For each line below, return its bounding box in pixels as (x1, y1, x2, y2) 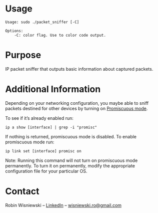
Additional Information (5, 84, 101, 95)
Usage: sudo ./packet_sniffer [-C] (5, 20, 79, 25)
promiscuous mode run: (5, 139, 54, 145)
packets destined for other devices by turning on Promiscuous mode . (5, 105, 148, 111)
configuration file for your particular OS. (5, 168, 87, 174)
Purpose (5, 50, 41, 61)
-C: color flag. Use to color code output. (14, 33, 106, 38)
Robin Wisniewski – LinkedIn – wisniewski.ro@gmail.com (5, 202, 121, 208)
